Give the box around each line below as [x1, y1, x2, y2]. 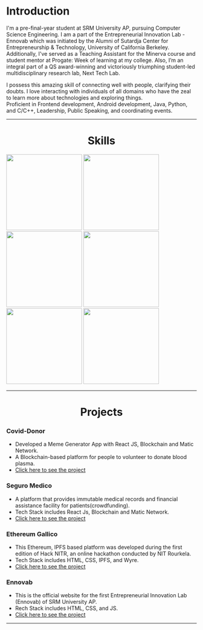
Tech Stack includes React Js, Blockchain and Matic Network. [14, 508, 169, 515]
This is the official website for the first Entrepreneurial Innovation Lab [14, 592, 187, 599]
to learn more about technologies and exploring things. [6, 94, 143, 101]
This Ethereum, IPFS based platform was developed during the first [14, 543, 182, 551]
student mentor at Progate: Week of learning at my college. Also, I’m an [6, 56, 184, 64]
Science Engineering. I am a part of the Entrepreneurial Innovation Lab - [6, 30, 185, 38]
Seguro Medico [6, 481, 53, 490]
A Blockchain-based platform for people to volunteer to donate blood [14, 454, 187, 461]
